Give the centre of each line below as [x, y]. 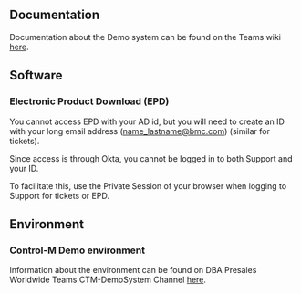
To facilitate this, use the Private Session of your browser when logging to [148, 185]
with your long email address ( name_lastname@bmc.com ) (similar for [140, 131]
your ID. [24, 168]
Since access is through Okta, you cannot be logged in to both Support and [151, 158]
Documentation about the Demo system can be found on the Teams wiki [145, 37]
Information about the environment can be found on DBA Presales [133, 270]
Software [36, 75]
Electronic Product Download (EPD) [89, 101]
